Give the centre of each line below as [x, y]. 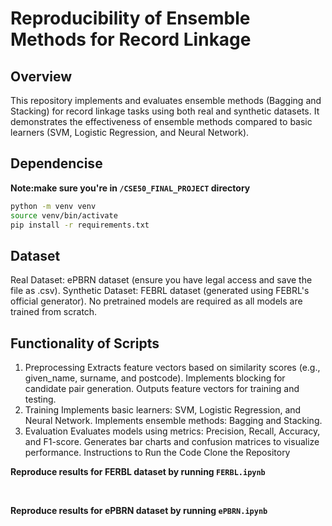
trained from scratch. [54, 312]
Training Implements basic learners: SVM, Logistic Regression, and [163, 410]
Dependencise [56, 163]
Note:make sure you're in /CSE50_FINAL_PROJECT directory [130, 188]
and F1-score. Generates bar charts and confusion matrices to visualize [172, 442]
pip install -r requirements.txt [80, 225]
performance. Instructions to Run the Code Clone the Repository [157, 453]
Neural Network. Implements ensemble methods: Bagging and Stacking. [173, 421]
